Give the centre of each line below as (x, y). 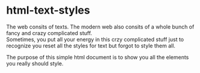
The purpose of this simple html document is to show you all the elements (98, 57)
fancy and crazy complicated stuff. (49, 33)
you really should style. (35, 64)
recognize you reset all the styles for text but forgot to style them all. (91, 46)
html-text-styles (48, 10)
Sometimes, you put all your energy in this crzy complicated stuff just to (95, 39)
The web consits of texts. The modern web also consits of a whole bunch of (100, 27)
